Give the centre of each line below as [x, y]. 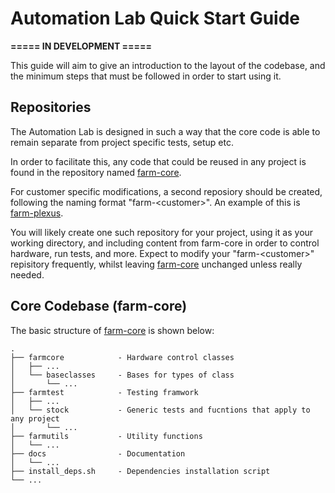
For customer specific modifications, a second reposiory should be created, [166, 191]
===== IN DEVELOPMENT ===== [81, 46]
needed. [27, 274]
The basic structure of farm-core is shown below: [112, 330]
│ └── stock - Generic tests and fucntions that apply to [160, 410]
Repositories [51, 107]
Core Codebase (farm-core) [99, 306]
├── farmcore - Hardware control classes [122, 357]
